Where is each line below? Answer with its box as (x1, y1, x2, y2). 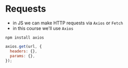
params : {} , (10, 53, 36, 58)
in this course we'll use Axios (12, 25, 74, 31)
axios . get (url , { (5, 44, 42, 49)
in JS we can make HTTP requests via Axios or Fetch (12, 20, 123, 26)
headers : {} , (10, 49, 38, 54)
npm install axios (5, 35, 44, 40)
